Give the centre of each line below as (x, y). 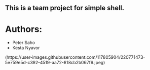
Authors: (24, 29)
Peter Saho (24, 43)
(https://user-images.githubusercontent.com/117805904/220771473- (75, 57)
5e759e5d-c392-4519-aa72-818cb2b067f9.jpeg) (55, 63)
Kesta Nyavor (26, 48)
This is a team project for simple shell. (65, 8)
